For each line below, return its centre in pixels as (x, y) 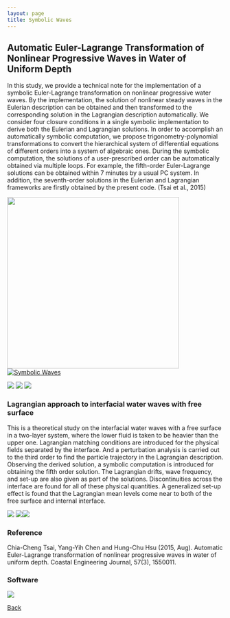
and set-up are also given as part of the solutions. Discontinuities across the (115, 479)
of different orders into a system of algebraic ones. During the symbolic (108, 151)
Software (23, 580)
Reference (25, 532)
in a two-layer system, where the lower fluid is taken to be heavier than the (113, 435)
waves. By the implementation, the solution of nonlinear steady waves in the (115, 100)
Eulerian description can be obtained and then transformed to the (100, 108)
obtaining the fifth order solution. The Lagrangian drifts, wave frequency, (110, 471)
